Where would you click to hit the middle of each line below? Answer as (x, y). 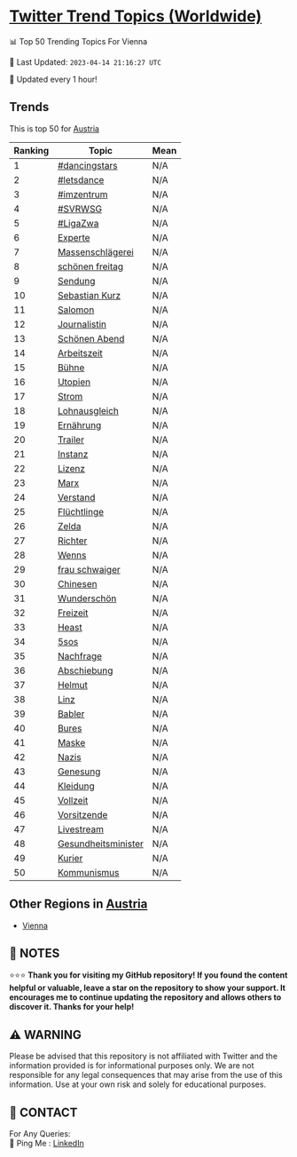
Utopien (74, 382)
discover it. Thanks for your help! (72, 1007)
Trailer (70, 440)
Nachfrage (80, 656)
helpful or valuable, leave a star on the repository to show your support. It (148, 988)
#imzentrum (82, 194)
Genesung (79, 772)
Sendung (76, 281)
